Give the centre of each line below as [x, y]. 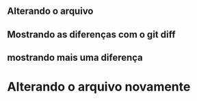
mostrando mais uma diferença [75, 58]
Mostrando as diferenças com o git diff [91, 34]
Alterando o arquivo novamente [99, 87]
